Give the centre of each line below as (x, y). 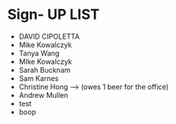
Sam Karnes (39, 78)
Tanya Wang (39, 53)
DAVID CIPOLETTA (49, 36)
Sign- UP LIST (54, 15)
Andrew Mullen (43, 95)
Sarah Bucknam (45, 70)
